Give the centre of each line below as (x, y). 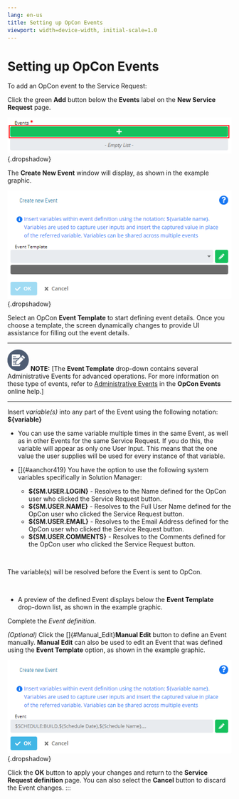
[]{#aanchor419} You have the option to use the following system (113, 470)
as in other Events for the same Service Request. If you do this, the (115, 441)
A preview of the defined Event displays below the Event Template (116, 600)
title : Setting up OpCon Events (55, 22)
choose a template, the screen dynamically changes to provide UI (103, 325)
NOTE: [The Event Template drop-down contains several (114, 369)
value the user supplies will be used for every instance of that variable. (121, 456)
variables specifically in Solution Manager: (80, 477)
